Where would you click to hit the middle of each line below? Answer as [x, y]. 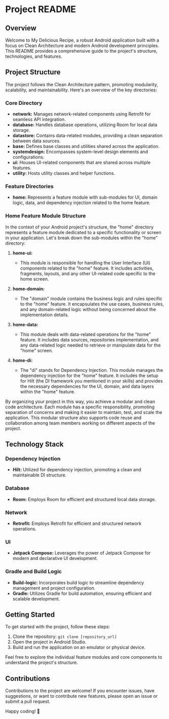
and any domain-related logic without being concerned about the [88, 309]
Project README [41, 9]
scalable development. [36, 598]
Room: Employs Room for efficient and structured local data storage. [84, 499]
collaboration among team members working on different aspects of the [80, 423]
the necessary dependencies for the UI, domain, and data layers [87, 386]
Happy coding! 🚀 [23, 711]
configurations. [28, 157]
